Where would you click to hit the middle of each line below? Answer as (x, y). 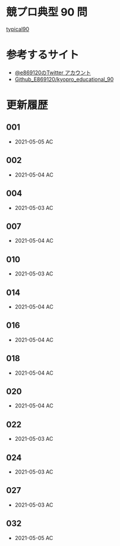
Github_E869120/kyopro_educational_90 (64, 79)
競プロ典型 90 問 (47, 12)
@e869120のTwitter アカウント (53, 73)
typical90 (18, 29)
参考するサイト (43, 55)
